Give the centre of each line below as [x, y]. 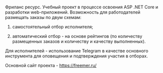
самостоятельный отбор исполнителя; [53, 27]
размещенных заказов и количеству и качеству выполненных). [79, 41]
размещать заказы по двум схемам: [43, 17]
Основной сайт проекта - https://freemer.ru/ [51, 65]
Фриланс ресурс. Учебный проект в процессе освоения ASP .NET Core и [82, 7]
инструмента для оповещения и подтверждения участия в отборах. [77, 56]
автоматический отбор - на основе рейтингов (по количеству [77, 36]
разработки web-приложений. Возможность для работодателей [73, 12]
